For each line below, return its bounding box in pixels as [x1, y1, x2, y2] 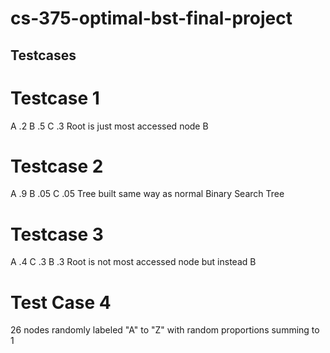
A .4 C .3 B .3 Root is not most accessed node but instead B [10, 256, 257, 268]
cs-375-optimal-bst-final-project [10, 7, 293, 30]
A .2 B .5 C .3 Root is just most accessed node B [10, 120, 209, 132]
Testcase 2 [10, 155, 104, 177]
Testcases [10, 47, 77, 64]
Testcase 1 [10, 87, 100, 109]
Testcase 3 [10, 223, 104, 246]
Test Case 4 [10, 291, 112, 314]
